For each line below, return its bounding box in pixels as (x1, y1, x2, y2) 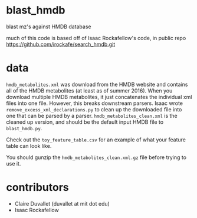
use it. (6, 160, 21, 167)
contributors (6, 181, 69, 194)
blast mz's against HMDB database (6, 23, 91, 30)
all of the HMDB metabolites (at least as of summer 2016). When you (6, 87, 173, 94)
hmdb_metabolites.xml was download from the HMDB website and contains (6, 81, 188, 88)
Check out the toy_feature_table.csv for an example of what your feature (6, 136, 186, 143)
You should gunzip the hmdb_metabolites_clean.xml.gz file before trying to (6, 154, 187, 161)
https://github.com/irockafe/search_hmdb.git (6, 41, 116, 48)
